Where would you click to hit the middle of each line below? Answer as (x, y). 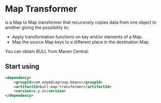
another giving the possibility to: (37, 27)
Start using (22, 66)
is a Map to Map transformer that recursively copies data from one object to (81, 22)
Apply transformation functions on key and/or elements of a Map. (77, 37)
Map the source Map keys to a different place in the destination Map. (81, 42)
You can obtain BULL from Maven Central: (47, 51)
